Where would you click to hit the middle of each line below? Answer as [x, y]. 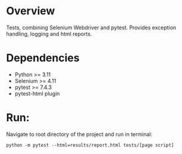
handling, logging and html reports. [49, 33]
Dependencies [43, 58]
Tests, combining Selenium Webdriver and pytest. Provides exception [91, 27]
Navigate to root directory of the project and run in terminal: [79, 134]
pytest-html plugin [37, 93]
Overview [31, 11]
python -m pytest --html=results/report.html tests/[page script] [90, 145]
